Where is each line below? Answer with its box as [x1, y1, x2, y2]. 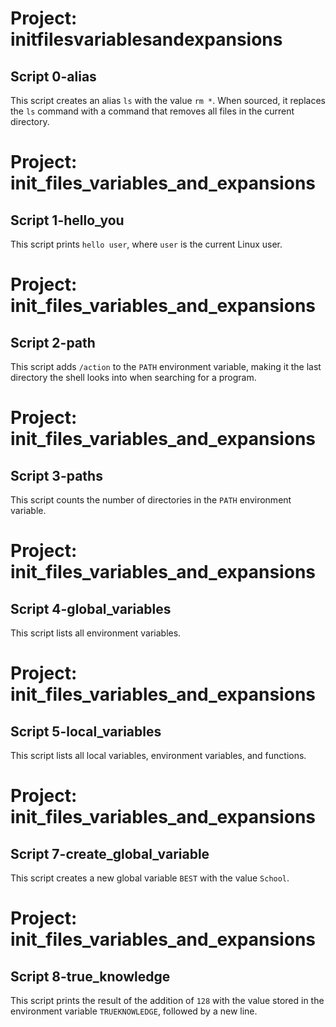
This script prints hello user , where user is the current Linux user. [10, 238, 283, 250]
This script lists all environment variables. [10, 627, 182, 639]
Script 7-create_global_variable [10, 845, 210, 862]
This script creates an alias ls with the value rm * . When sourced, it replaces [10, 95, 326, 106]
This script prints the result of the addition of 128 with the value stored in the [10, 995, 325, 1006]
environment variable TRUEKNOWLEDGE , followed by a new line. [10, 1005, 258, 1017]
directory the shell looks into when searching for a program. [10, 372, 257, 383]
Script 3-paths [10, 467, 103, 484]
